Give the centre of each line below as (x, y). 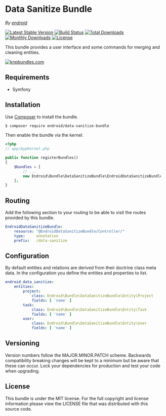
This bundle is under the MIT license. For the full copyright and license (77, 398)
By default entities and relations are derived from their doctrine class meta (81, 268)
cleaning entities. (22, 52)
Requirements (27, 77)
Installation (23, 105)
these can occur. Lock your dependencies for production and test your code (83, 366)
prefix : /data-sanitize (41, 240)
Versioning (22, 343)
